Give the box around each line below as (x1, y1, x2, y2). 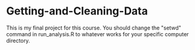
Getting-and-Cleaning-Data (6, 4, 149, 18)
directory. (6, 37, 30, 44)
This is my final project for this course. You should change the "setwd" (6, 24, 182, 31)
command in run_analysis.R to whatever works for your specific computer (6, 30, 189, 37)
